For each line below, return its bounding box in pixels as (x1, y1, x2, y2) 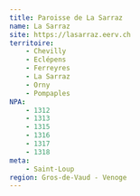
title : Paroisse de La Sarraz (9, 13, 124, 23)
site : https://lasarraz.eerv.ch (9, 30, 131, 39)
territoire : (9, 38, 54, 48)
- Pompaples (25, 89, 70, 98)
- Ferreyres (25, 64, 70, 73)
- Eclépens (25, 55, 67, 64)
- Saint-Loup (25, 164, 75, 173)
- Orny (25, 80, 51, 89)
